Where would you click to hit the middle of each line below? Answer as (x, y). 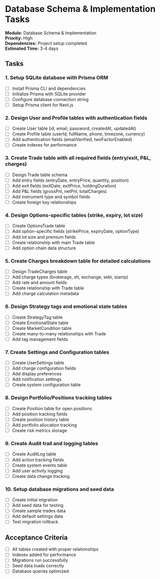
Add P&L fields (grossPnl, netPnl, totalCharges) (60, 191)
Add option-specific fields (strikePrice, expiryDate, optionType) (76, 231)
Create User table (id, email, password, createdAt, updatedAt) (74, 128)
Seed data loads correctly (38, 566)
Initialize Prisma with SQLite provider (49, 94)
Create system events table (40, 465)
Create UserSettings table (38, 363)
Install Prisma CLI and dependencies (49, 88)
